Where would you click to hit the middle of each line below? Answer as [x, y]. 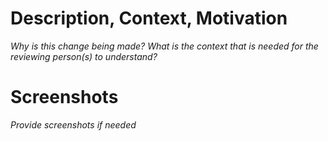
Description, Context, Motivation [149, 18]
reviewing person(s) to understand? [84, 56]
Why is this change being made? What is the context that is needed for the [164, 46]
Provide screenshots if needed [73, 124]
